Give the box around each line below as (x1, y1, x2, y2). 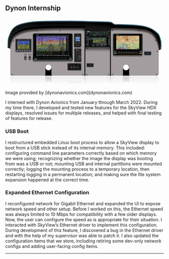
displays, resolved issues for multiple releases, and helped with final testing (5, 110, 162, 116)
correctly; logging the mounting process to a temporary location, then (5, 166, 150, 172)
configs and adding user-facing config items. (5, 243, 99, 249)
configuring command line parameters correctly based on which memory (5, 150, 157, 156)
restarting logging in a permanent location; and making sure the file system (5, 171, 161, 177)
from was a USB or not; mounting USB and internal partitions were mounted (5, 161, 162, 167)
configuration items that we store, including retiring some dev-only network (5, 238, 162, 244)
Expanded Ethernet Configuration (5, 189, 90, 196)
